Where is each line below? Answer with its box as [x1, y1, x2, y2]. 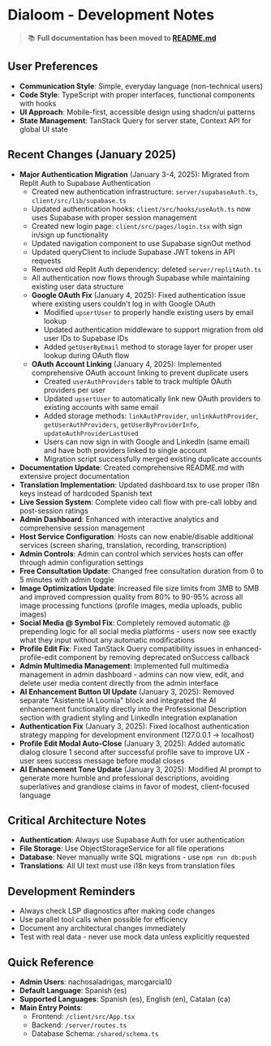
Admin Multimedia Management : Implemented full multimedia [19, 661, 229, 670]
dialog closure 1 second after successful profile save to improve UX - [19, 747, 251, 756]
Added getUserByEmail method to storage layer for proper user [43, 342, 253, 351]
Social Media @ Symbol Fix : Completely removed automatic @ [19, 618, 230, 627]
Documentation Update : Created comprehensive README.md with [19, 463, 245, 472]
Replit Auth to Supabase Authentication [19, 178, 151, 187]
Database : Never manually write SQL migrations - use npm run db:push [19, 852, 257, 862]
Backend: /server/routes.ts [31, 1020, 127, 1030]
